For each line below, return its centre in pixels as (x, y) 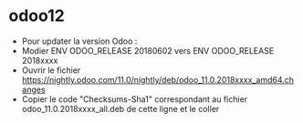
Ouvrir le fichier (51, 70)
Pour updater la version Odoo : (79, 41)
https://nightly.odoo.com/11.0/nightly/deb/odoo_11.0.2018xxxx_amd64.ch (157, 79)
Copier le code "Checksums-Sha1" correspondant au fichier (135, 99)
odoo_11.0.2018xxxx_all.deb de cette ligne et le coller (120, 108)
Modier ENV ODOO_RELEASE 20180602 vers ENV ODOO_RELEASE (148, 50)
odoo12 (37, 16)
